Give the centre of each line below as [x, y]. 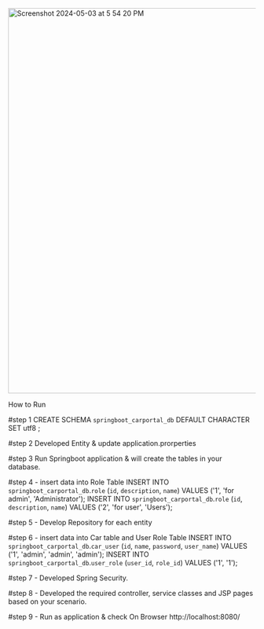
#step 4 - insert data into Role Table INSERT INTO [89, 482]
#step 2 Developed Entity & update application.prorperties [102, 443]
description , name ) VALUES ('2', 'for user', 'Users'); [90, 507]
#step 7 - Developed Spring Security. [68, 578]
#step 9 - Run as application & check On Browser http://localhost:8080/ [124, 617]
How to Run [27, 405]
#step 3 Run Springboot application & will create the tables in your [115, 458]
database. [24, 467]
